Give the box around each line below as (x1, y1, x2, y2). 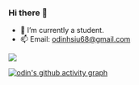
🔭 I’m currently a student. (19, 26, 104, 35)
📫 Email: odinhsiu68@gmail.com (19, 34, 131, 44)
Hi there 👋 (8, 7, 48, 18)
